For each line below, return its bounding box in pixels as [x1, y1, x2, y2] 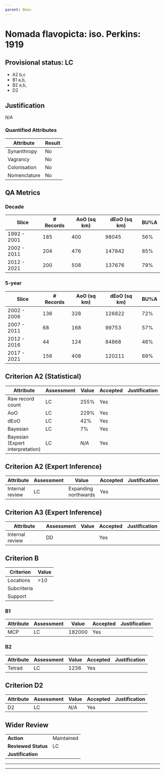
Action [7, 735, 24, 742]
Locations [7, 577, 30, 583]
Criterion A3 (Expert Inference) [5, 508, 102, 516]
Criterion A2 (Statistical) [5, 372, 82, 381]
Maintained [52, 735, 79, 742]
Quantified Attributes [5, 127, 57, 133]
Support [7, 593, 27, 600]
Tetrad [7, 664, 23, 671]
